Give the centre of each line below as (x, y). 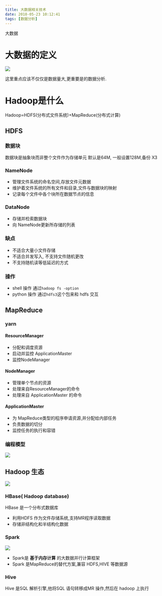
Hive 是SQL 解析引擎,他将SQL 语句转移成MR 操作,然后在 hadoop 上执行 (77, 589)
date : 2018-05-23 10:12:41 (33, 14)
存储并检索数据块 (29, 218)
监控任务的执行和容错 (34, 430)
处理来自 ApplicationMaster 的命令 (47, 395)
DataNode (17, 207)
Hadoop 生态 (25, 472)
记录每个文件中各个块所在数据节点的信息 (53, 194)
